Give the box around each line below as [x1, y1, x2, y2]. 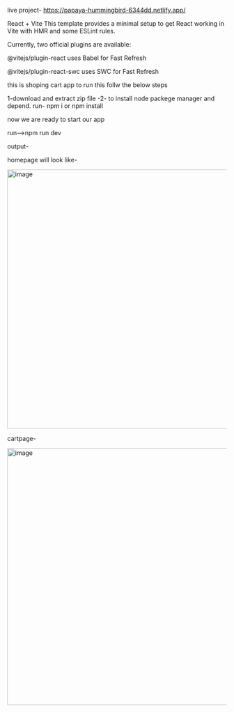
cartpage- [7, 435, 36, 442]
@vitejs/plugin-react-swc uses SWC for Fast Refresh [7, 68, 159, 75]
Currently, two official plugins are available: [7, 40, 132, 48]
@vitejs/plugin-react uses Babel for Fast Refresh [7, 54, 147, 62]
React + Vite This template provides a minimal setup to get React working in [7, 20, 225, 27]
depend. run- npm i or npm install [7, 102, 103, 110]
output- [7, 142, 29, 150]
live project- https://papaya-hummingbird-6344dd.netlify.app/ [7, 6, 186, 14]
